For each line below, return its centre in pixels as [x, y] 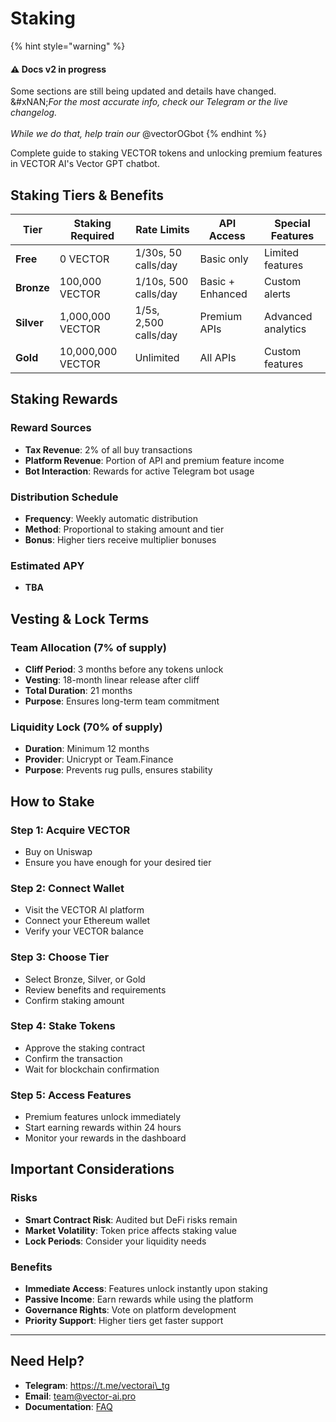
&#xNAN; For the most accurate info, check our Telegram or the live [149, 102]
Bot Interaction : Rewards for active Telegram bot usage [139, 471]
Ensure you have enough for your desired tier [118, 862]
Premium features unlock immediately [103, 1117]
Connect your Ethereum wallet [87, 921]
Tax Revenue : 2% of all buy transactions [108, 449]
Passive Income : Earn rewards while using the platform [139, 1299]
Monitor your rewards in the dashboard [105, 1138]
